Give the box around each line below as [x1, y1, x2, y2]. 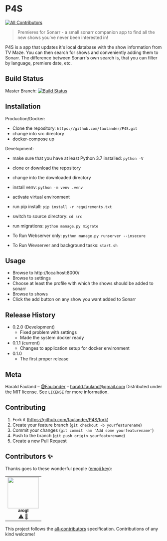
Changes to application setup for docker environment [19, 345, 130, 351]
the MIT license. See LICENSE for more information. [5, 389, 109, 395]
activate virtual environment [12, 194, 70, 200]
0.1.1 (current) [12, 340, 40, 346]
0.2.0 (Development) [12, 324, 55, 330]
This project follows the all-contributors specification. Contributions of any [5, 526, 159, 532]
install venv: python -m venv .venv [12, 184, 83, 190]
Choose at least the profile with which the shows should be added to [12, 280, 154, 286]
